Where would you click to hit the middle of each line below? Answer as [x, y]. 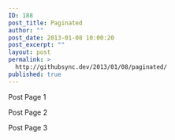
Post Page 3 [28, 127]
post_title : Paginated [45, 23]
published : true [35, 74]
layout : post [30, 52]
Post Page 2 [28, 112]
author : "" [26, 30]
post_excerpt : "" [37, 45]
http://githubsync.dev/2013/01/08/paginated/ [91, 67]
